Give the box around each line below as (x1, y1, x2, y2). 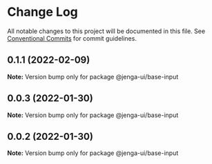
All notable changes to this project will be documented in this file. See (7, 27, 206, 35)
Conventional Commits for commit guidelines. (7, 34, 137, 42)
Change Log (7, 4, 78, 20)
